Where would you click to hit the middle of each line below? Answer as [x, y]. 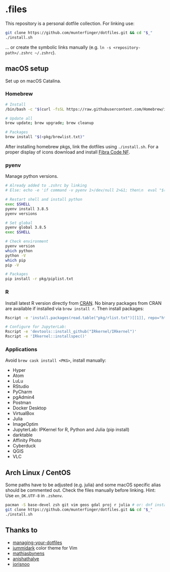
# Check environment [27, 242]
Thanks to [22, 530]
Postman [22, 403]
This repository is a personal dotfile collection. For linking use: [70, 23]
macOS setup [27, 69]
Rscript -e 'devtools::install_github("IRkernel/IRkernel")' [71, 332]
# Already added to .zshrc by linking [46, 186]
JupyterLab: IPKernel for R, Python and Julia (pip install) [71, 430]
